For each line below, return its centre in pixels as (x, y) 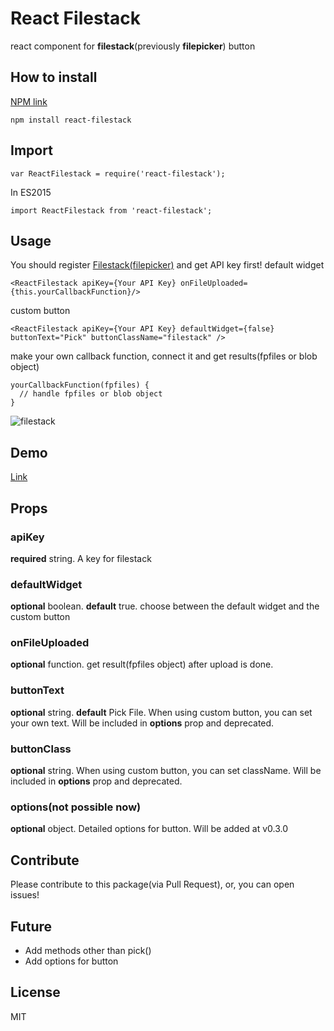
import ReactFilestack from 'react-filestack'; (111, 210)
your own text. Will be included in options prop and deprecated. (142, 723)
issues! (25, 895)
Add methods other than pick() (88, 950)
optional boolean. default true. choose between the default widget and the (165, 606)
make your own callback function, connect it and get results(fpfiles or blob (164, 356)
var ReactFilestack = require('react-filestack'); (118, 173)
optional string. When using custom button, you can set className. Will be (166, 771)
